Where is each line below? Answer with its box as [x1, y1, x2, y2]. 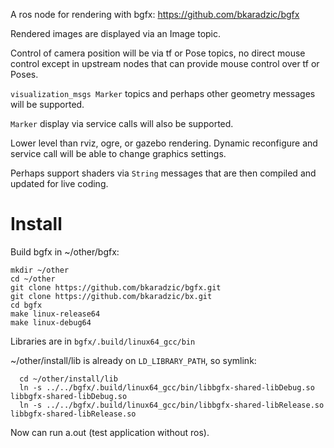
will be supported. [10, 99, 85, 110]
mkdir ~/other [10, 265, 70, 275]
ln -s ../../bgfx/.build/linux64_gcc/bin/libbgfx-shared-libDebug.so [19, 382, 315, 393]
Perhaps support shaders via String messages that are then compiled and [10, 167, 317, 179]
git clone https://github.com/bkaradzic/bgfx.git [10, 282, 222, 293]
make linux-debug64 [10, 317, 92, 328]
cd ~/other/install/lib [19, 374, 118, 384]
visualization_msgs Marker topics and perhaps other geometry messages [10, 88, 316, 99]
